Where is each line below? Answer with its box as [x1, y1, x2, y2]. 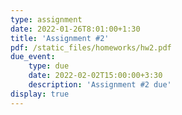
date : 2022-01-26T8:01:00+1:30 [10, 24, 141, 34]
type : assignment [10, 14, 83, 25]
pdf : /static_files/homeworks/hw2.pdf [10, 42, 172, 53]
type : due [28, 61, 70, 71]
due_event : [10, 52, 56, 62]
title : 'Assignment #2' [10, 33, 110, 43]
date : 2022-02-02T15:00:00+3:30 [28, 71, 163, 81]
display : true [10, 89, 70, 99]
